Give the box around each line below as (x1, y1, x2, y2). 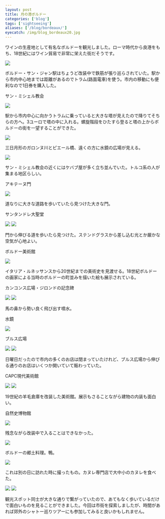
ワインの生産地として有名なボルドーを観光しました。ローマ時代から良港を (5, 44, 156, 50)
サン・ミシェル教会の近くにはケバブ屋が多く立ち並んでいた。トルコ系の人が (5, 165, 160, 170)
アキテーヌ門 (5, 181, 31, 187)
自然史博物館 (5, 410, 31, 416)
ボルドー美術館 (5, 248, 35, 254)
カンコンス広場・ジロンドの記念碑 (5, 285, 74, 291)
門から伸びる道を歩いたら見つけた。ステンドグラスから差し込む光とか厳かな (5, 232, 161, 238)
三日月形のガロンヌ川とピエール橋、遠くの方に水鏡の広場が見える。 (5, 145, 143, 150)
